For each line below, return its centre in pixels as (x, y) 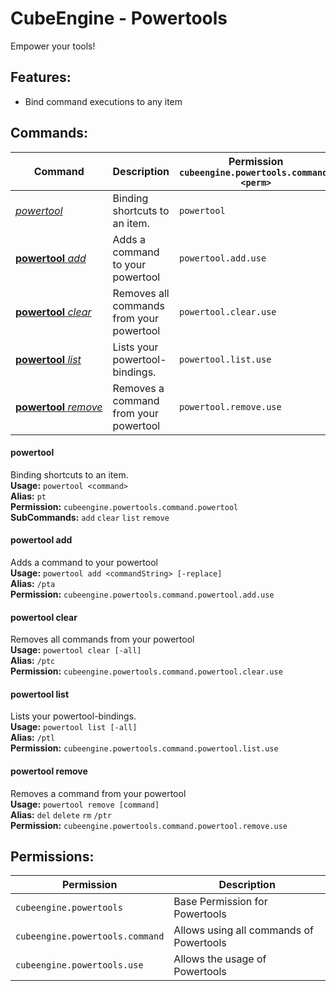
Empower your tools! (53, 46)
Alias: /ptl (33, 738)
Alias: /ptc (33, 661)
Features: (41, 77)
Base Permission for (220, 902)
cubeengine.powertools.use (79, 965)
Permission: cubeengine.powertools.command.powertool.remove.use (149, 825)
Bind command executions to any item (103, 101)
